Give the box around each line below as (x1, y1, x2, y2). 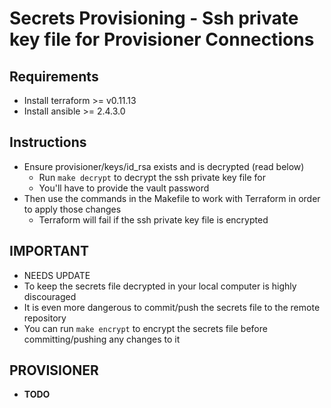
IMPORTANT (9, 243, 89, 260)
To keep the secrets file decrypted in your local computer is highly (23, 280, 297, 292)
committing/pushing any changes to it (23, 333, 181, 345)
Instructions (9, 134, 87, 151)
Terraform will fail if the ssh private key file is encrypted (38, 213, 269, 226)
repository (23, 312, 67, 324)
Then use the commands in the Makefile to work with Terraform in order (23, 192, 321, 204)
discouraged (23, 290, 77, 302)
